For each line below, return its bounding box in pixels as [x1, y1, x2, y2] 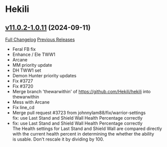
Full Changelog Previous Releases [5, 36, 75, 42]
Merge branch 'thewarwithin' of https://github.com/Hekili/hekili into [12, 89, 151, 94]
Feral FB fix [12, 46, 36, 52]
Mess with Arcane [12, 99, 50, 105]
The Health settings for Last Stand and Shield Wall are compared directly [12, 126, 162, 132]
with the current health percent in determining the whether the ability [12, 131, 155, 137]
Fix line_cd [12, 105, 35, 110]
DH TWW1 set [12, 67, 41, 73]
